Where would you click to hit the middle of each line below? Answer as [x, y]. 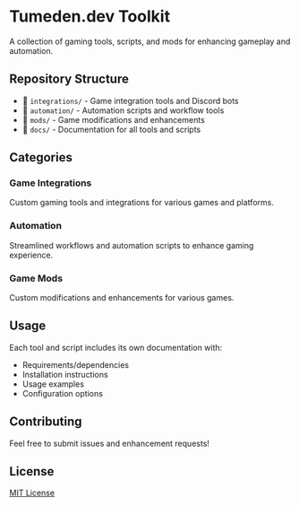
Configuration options [62, 393]
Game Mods [36, 278]
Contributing [46, 422]
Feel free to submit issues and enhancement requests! [110, 443]
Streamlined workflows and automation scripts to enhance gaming [132, 245]
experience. [31, 255]
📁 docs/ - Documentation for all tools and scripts [111, 129]
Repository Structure [69, 79]
